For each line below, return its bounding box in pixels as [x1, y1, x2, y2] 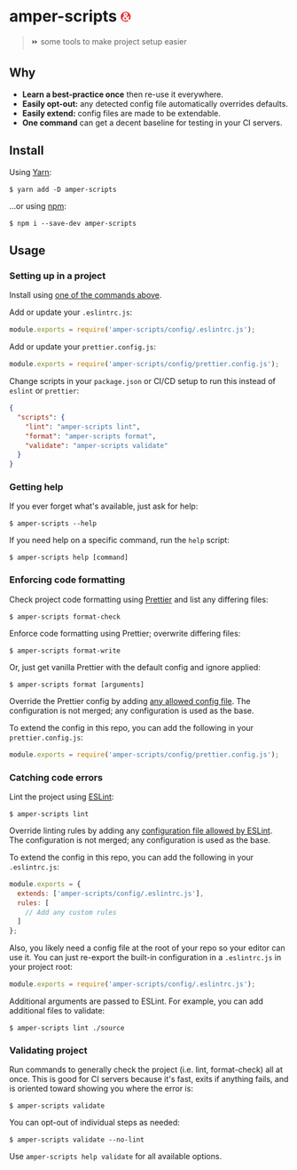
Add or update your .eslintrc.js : [9, 307, 133, 317]
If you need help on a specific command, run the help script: [9, 535, 231, 546]
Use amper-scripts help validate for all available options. [9, 1151, 223, 1162]
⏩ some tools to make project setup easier [30, 36, 188, 46]
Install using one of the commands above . [9, 290, 162, 301]
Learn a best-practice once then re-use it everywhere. [21, 89, 224, 100]
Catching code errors [9, 771, 104, 783]
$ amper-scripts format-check [9, 612, 121, 621]
